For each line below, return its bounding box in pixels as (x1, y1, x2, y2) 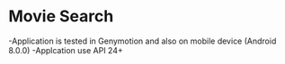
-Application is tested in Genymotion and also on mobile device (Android (8, 36, 277, 46)
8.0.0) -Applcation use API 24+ (8, 44, 123, 55)
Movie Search (8, 6, 114, 27)
